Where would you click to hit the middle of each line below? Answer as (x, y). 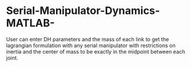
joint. (12, 58)
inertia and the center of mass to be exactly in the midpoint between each (96, 51)
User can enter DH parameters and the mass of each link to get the (88, 39)
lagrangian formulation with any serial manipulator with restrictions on (91, 45)
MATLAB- (30, 23)
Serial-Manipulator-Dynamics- (83, 11)
